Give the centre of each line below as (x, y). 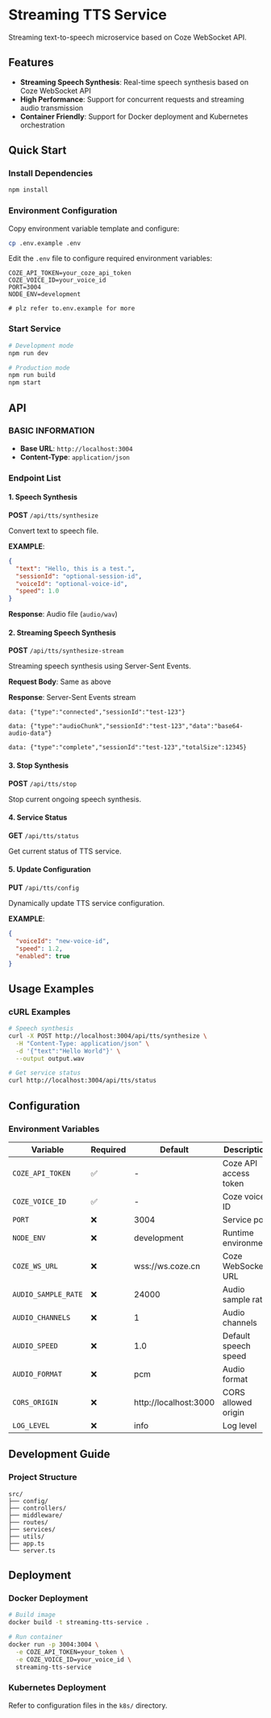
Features (31, 63)
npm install (28, 190)
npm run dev (28, 353)
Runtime (238, 1233)
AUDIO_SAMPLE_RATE (48, 1294)
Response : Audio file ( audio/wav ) (63, 614)
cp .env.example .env (45, 243)
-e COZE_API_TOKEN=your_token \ (70, 1652)
